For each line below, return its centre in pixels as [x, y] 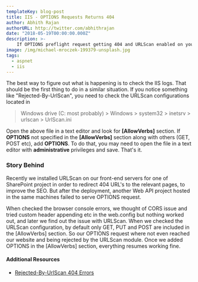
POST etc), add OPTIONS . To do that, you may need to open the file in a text [99, 144]
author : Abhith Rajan [33, 22]
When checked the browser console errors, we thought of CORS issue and [97, 208]
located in [18, 102]
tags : [13, 55]
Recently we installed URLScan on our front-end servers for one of [87, 178]
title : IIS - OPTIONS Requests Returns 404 [60, 17]
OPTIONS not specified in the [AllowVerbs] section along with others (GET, [98, 137]
